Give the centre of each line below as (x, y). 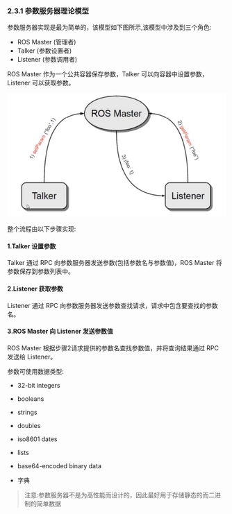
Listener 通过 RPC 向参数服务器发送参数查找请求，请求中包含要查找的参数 (113, 305)
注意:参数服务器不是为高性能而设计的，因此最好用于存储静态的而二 (119, 495)
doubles (29, 425)
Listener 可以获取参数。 (41, 83)
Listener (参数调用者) (47, 60)
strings (27, 412)
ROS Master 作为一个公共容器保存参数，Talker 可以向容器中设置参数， (108, 74)
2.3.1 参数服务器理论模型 (48, 10)
